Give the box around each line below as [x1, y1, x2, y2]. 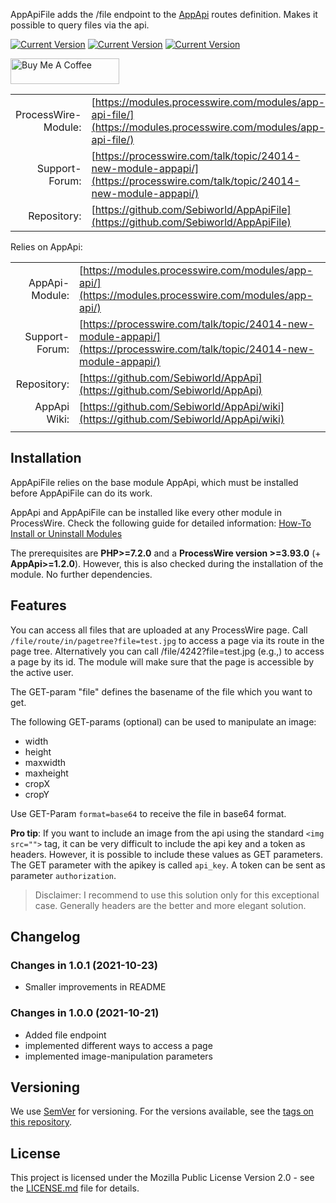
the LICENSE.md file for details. [10, 1182, 140, 1194]
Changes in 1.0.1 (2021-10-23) [10, 958, 159, 972]
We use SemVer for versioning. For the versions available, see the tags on [10, 1105, 314, 1118]
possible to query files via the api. [10, 19, 150, 31]
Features [10, 597, 67, 614]
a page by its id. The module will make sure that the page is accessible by [10, 655, 315, 668]
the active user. [10, 666, 74, 678]
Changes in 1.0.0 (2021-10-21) [10, 1006, 160, 1020]
